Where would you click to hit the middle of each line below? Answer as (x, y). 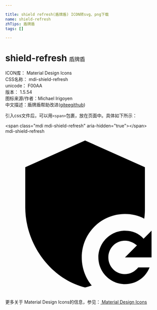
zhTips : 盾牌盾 (20, 24)
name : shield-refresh (28, 19)
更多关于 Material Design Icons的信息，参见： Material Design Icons (76, 302)
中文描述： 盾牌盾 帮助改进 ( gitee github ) (45, 105)
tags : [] (14, 29)
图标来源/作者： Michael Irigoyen (39, 98)
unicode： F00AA (24, 86)
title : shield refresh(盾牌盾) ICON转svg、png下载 (57, 14)
